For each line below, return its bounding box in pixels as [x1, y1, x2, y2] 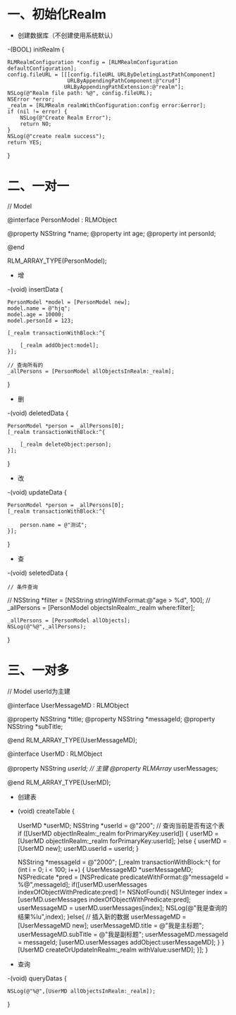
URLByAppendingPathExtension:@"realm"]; [63, 83, 185, 90]
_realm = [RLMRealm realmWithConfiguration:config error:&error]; [7, 101, 206, 109]
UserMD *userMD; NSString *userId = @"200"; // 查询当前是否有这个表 [17, 821, 225, 830]
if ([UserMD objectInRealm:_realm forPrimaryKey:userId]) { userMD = [17, 829, 219, 837]
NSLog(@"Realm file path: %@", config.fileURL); [7, 89, 153, 96]
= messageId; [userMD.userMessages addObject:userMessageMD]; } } [17, 938, 225, 946]
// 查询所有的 [7, 361, 44, 368]
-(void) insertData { [7, 285, 63, 293]
